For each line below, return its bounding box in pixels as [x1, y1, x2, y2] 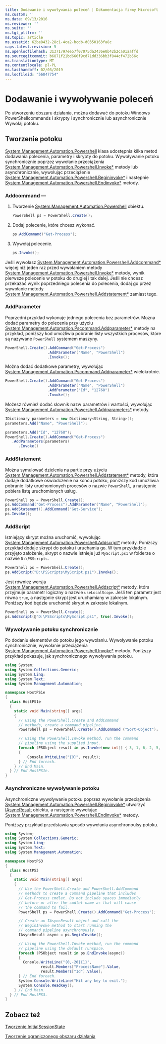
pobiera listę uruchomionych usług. [5, 488, 77, 494]
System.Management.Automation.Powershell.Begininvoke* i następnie [5, 174, 149, 180]
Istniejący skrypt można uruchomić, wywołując [5, 534, 101, 540]
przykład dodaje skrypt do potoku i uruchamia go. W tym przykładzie [5, 545, 146, 551]
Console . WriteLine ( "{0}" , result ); [27, 754, 101, 760]
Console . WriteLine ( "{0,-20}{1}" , [23, 960, 92, 965]
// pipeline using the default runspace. [18, 946, 106, 951]
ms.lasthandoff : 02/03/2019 [5, 68, 63, 73]
